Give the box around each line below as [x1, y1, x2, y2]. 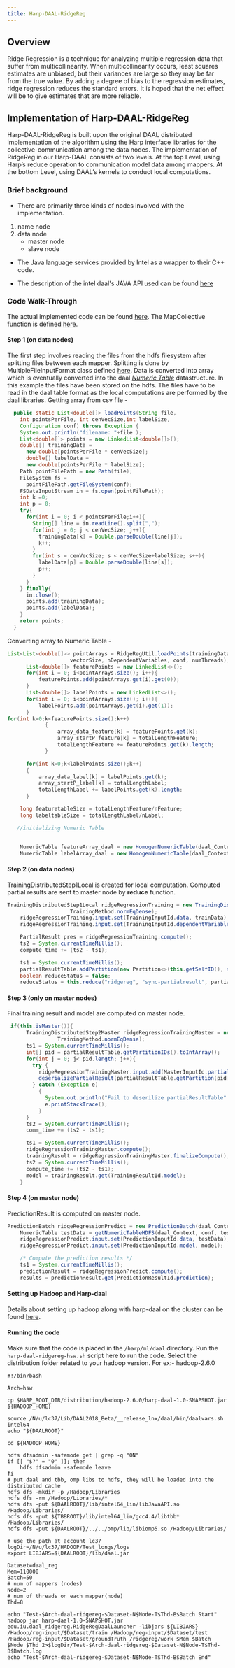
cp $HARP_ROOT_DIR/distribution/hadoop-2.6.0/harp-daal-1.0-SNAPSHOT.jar [7, 1397, 227, 1404]
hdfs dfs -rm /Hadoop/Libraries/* [7, 1495, 108, 1502]
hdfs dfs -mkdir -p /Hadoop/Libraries [7, 1489, 120, 1496]
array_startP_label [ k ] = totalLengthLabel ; [38, 780, 168, 787]
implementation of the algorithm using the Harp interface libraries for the [7, 138, 217, 147]
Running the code [7, 1328, 60, 1336]
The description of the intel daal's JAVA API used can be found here [17, 279, 213, 287]
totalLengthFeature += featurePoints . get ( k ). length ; [57, 741, 215, 748]
